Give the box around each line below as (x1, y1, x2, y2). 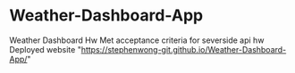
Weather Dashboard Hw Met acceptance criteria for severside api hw (9, 35, 265, 45)
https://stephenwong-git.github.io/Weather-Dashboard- (80, 44, 287, 54)
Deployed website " (9, 44, 82, 54)
